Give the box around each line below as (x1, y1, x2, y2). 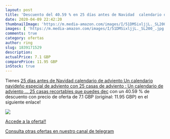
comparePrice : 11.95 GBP (5, 59, 58, 64)
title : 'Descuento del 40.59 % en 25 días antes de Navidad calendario (5, 12, 162, 17)
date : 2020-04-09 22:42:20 (5, 17, 62, 22)
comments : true (5, 31, 37, 36)
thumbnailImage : (5, 21, 39, 27)
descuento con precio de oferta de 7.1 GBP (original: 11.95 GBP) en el (5, 94, 148, 100)
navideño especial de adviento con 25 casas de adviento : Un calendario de (5, 83, 163, 89)
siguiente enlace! (5, 99, 41, 105)
